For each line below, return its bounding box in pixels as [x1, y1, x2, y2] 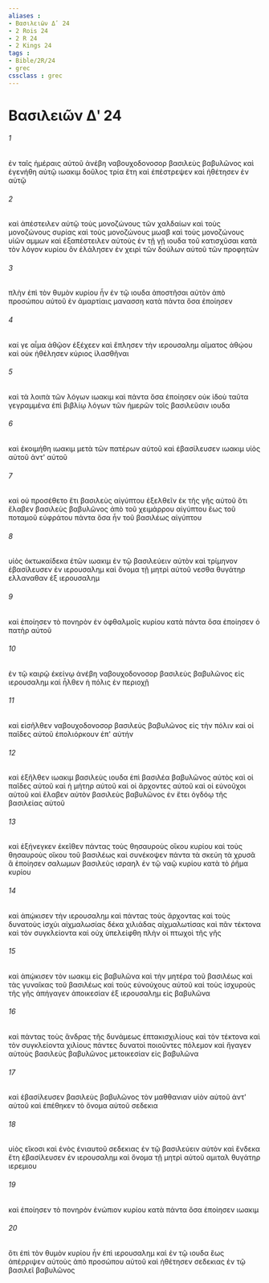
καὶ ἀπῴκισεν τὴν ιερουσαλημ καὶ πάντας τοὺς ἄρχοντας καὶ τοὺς [8, 911, 230, 921]
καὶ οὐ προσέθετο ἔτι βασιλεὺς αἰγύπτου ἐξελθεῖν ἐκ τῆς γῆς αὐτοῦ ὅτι [8, 496, 248, 506]
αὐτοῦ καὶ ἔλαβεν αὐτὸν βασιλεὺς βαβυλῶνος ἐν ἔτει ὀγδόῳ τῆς [8, 790, 227, 800]
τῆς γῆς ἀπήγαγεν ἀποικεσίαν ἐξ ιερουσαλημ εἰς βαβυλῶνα [8, 988, 210, 998]
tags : [8, 49, 31, 57]
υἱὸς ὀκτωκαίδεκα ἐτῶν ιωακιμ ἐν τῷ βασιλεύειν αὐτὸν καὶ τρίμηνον [8, 557, 238, 566]
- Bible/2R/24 [8, 57, 56, 65]
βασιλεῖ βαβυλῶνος [8, 1265, 75, 1275]
